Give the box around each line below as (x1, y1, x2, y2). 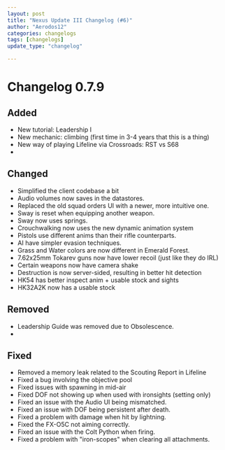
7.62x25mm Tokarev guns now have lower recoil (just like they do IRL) (17, 253, 219, 262)
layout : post (7, 10, 45, 17)
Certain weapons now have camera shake (17, 260, 138, 269)
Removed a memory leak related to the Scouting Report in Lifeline (17, 368, 207, 377)
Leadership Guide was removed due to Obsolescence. (17, 322, 175, 330)
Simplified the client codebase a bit (17, 186, 119, 195)
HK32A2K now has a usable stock (17, 283, 115, 291)
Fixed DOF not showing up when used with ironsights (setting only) (17, 391, 211, 399)
